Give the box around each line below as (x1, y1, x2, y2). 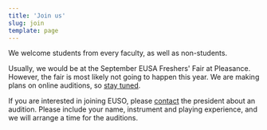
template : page (8, 26, 59, 34)
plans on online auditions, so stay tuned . (8, 81, 141, 90)
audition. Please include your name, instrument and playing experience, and (8, 104, 257, 114)
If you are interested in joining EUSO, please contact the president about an (8, 97, 256, 106)
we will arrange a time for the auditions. (8, 113, 138, 123)
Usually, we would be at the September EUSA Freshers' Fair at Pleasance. (8, 64, 251, 73)
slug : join (8, 19, 45, 27)
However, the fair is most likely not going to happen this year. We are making (8, 73, 260, 82)
